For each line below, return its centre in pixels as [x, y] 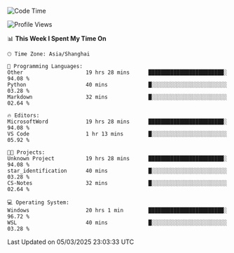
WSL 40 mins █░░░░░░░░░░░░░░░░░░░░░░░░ [117, 223]
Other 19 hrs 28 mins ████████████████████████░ [117, 72]
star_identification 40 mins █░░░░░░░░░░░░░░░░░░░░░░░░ [117, 171]
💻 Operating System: [39, 202]
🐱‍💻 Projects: [26, 153]
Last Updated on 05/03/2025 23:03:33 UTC [71, 242]
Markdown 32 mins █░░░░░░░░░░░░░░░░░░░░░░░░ [117, 97]
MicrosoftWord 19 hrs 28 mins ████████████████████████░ [117, 122]
